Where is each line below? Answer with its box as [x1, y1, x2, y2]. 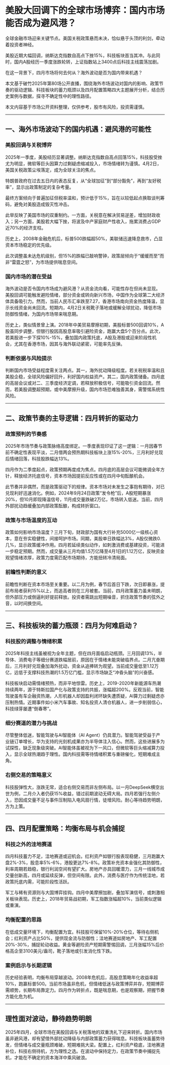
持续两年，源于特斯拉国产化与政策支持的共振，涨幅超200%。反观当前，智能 [5, 686, 164, 693]
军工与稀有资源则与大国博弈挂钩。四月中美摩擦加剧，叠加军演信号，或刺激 [5, 889, 160, 896]
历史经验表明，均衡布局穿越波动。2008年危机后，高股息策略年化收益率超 [5, 974, 158, 981]
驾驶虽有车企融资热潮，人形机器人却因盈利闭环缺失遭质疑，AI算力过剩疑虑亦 [5, 693, 165, 699]
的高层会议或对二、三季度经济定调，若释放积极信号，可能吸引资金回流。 [5, 380, 156, 386]
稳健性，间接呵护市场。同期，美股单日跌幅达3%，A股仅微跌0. [31, 535, 161, 542]
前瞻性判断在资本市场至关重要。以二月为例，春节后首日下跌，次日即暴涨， [5, 581, 160, 587]
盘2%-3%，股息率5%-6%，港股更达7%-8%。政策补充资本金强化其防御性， [5, 859, 164, 866]
